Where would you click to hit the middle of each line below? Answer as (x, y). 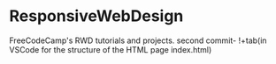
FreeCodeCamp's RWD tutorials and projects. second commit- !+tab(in (138, 40)
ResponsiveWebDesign (96, 16)
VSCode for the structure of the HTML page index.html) (111, 49)
